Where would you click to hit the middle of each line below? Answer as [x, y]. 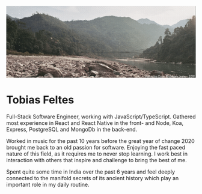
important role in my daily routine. [48, 185]
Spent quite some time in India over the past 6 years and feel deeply [91, 172]
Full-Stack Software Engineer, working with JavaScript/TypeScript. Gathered [101, 117]
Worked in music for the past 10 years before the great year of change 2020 [101, 141]
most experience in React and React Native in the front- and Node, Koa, [95, 123]
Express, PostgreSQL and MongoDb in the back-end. [72, 130]
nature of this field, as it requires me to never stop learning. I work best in [97, 154]
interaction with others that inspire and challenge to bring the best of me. [97, 160]
